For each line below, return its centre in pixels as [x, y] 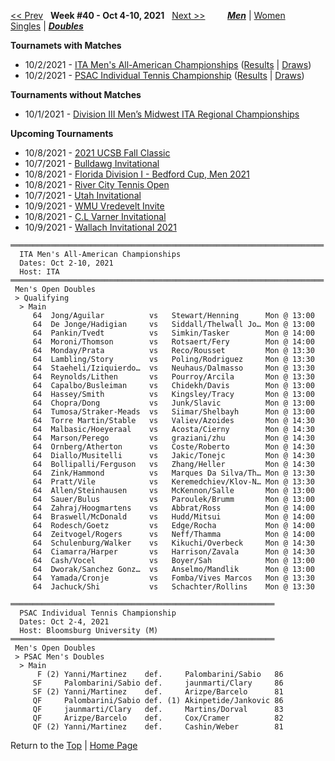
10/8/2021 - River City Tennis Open [97, 184]
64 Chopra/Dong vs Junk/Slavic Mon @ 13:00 [173, 403]
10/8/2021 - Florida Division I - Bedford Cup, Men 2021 [137, 174]
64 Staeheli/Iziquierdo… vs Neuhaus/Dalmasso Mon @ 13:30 [173, 368]
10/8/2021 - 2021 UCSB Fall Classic [97, 153]
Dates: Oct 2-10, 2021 [66, 263]
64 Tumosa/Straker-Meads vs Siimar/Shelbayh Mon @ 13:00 [173, 412]
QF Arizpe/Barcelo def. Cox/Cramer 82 [158, 718]
